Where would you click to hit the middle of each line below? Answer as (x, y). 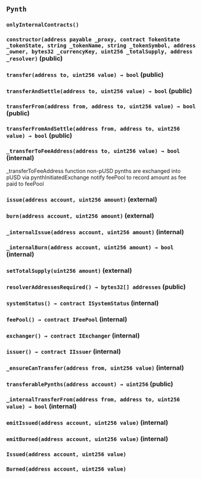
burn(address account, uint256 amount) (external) (80, 216)
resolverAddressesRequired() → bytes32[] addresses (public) (96, 287)
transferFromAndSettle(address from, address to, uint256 (93, 129)
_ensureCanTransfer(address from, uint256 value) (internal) (95, 368)
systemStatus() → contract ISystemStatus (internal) (83, 303)
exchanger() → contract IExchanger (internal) (73, 335)
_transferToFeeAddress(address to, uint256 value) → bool (93, 151)
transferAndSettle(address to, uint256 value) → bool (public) (99, 91)
